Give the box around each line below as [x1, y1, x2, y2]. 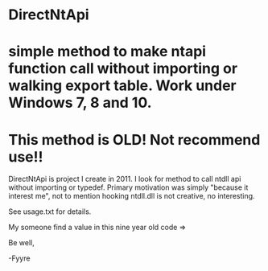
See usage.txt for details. [8, 207, 92, 216]
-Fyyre [8, 253, 31, 263]
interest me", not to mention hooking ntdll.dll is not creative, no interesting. [8, 191, 255, 201]
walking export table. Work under [8, 76, 237, 95]
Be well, [8, 238, 35, 248]
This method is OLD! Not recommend [8, 130, 261, 149]
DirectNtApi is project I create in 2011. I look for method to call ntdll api [8, 175, 241, 184]
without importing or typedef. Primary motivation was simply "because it [8, 183, 249, 192]
